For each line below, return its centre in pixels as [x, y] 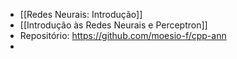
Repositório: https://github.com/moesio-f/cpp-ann [123, 35]
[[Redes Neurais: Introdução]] [81, 14]
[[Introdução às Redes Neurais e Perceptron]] [113, 25]
